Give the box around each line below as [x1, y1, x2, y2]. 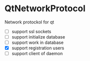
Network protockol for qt [4, 19, 54, 25]
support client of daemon [11, 51, 63, 57]
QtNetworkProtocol [4, 3, 86, 14]
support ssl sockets [11, 28, 52, 34]
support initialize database [11, 34, 66, 40]
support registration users [11, 45, 65, 51]
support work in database [11, 40, 64, 45]
